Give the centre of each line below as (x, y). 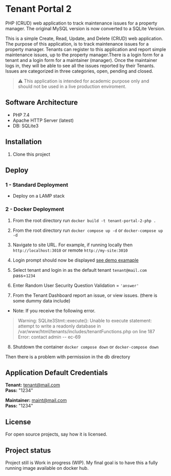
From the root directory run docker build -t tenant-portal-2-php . (84, 220)
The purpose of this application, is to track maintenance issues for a (77, 44)
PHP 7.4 (21, 115)
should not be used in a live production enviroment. (72, 86)
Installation (24, 142)
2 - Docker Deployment (35, 209)
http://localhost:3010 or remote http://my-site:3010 (70, 250)
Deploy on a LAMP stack (39, 196)
